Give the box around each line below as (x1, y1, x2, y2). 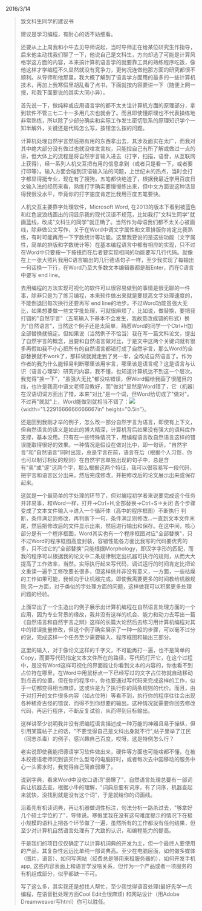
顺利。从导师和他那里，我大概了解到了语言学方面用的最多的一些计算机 (20, 74, 196, 81)
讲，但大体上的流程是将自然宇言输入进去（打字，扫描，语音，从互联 (20, 153, 191, 159)
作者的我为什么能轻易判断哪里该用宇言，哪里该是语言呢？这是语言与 (20, 360, 191, 367)
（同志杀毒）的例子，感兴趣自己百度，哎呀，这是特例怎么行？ (20, 735, 175, 742)
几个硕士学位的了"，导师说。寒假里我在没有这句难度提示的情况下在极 (20, 812, 193, 819)
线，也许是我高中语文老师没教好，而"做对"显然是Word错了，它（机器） (20, 383, 195, 390)
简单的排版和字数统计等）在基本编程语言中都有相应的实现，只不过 (31, 241, 196, 248)
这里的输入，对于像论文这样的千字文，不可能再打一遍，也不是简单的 (20, 647, 191, 653)
